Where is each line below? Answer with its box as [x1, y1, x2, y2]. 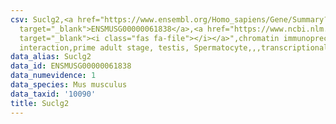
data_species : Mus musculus [10, 80, 128, 90]
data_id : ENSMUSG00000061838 [10, 61, 132, 71]
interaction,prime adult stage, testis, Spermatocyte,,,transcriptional [19, 42, 329, 53]
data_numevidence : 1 [10, 71, 97, 81]
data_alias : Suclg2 [10, 52, 92, 62]
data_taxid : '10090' [10, 89, 97, 99]
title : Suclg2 [10, 98, 70, 108]
